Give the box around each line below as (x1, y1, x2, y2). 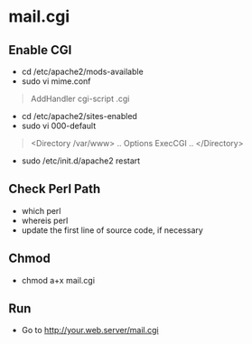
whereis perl (21, 215, 69, 226)
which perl (21, 205, 61, 216)
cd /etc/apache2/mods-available (21, 66, 144, 77)
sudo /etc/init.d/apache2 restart (21, 155, 141, 166)
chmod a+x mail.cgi (21, 274, 96, 285)
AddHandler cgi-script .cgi (30, 93, 130, 104)
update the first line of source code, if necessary (21, 224, 204, 236)
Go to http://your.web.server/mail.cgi (21, 325, 159, 336)
